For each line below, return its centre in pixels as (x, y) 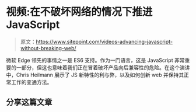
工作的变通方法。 (32, 82)
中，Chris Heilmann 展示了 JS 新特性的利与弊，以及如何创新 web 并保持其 (95, 75)
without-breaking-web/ (48, 48)
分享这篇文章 (29, 102)
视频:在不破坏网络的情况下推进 (79, 12)
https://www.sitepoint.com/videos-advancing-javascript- (104, 41)
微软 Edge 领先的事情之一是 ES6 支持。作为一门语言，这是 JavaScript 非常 (95, 60)
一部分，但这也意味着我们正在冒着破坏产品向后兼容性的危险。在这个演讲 (103, 67)
